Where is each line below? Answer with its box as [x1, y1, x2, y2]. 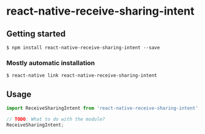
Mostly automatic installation [6, 58, 95, 67]
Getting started [6, 29, 66, 39]
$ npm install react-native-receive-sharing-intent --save [6, 44, 160, 51]
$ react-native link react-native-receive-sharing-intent [6, 72, 157, 79]
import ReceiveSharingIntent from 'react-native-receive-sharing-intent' [6, 105, 199, 111]
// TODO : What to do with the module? [6, 116, 105, 122]
